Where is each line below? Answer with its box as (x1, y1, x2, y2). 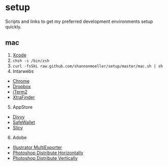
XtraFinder (12, 94, 35, 100)
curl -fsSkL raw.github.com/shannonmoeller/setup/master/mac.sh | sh (12, 63, 163, 69)
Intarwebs (12, 68, 34, 74)
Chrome (12, 78, 30, 84)
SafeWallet (12, 119, 36, 125)
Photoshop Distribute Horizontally (12, 149, 84, 156)
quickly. (5, 23, 22, 29)
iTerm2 (12, 88, 28, 95)
